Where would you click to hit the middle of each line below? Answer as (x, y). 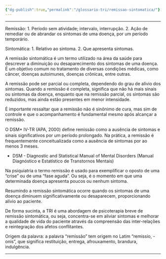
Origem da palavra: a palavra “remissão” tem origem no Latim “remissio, (79, 236)
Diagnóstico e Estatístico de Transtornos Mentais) (63, 161)
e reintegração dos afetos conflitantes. (44, 226)
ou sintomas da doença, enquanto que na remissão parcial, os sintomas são (82, 94)
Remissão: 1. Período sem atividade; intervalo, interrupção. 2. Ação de (77, 28)
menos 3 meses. (22, 146)
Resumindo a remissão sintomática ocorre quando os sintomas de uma (77, 191)
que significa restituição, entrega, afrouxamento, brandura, (78, 241)
